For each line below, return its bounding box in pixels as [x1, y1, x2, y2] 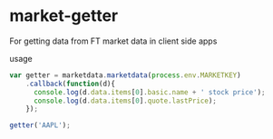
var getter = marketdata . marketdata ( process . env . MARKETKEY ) [9, 70, 242, 80]
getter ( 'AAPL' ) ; [9, 121, 71, 130]
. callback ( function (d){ [25, 79, 116, 88]
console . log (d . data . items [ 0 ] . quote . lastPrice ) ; [33, 96, 218, 105]
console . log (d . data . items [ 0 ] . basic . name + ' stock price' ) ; [33, 87, 266, 96]
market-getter [9, 5, 119, 26]
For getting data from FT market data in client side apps [9, 35, 218, 46]
